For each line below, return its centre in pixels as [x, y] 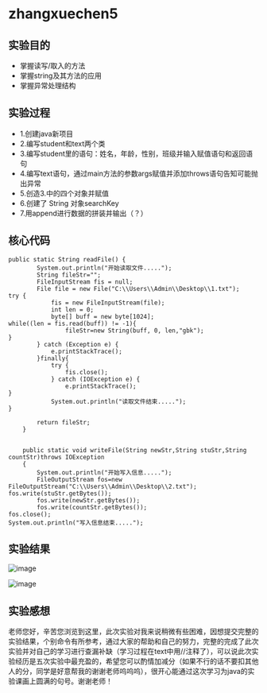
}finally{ [53, 358]
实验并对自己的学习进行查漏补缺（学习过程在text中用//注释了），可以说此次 [130, 652]
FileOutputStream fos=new [80, 479]
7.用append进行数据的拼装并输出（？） [84, 213]
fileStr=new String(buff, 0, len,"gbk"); [134, 331]
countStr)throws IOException [56, 457]
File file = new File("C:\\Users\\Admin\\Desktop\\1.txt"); [138, 288]
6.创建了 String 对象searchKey [69, 203]
